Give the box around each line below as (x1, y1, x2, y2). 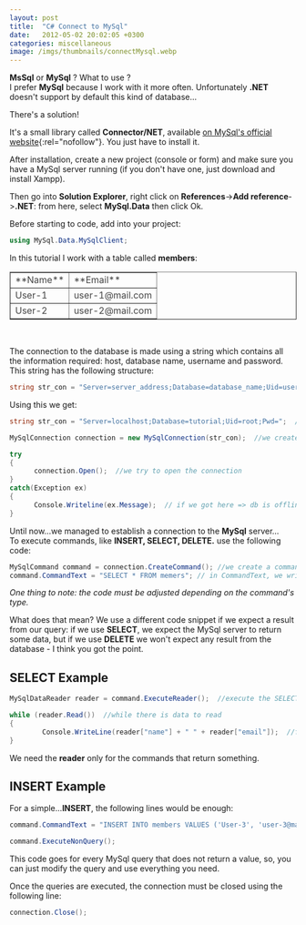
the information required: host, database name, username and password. (9, 356, 284, 366)
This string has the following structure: (9, 365, 155, 376)
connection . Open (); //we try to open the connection (33, 466, 243, 476)
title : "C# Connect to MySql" (9, 22, 128, 31)
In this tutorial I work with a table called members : (9, 252, 198, 263)
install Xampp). (9, 174, 66, 185)
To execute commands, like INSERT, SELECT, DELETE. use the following (9, 534, 281, 546)
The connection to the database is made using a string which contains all (9, 346, 284, 356)
